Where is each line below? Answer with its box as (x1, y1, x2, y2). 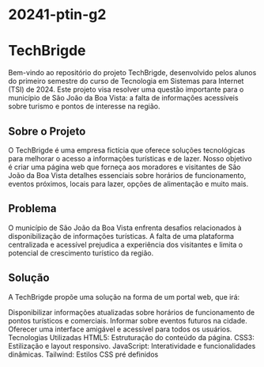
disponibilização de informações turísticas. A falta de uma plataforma (8, 231, 235, 240)
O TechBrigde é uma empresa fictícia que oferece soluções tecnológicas (8, 145, 246, 155)
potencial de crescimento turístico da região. (8, 248, 154, 258)
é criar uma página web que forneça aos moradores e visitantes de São (8, 162, 241, 172)
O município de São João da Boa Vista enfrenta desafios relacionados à (8, 223, 243, 233)
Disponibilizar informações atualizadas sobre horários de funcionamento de (8, 307, 255, 317)
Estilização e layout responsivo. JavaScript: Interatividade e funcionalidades (8, 341, 256, 350)
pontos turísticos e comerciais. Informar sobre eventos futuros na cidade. (8, 316, 247, 325)
